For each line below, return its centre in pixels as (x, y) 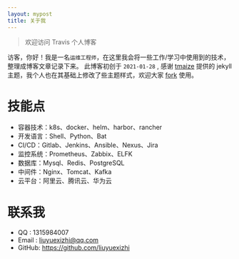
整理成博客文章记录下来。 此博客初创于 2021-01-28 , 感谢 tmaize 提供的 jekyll (119, 66)
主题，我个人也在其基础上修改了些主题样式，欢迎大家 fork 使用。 (103, 75)
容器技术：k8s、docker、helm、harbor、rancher (90, 127)
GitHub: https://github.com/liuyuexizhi (73, 248)
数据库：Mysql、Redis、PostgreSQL (71, 163)
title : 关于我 (27, 21)
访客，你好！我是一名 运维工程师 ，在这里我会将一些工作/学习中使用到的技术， (119, 57)
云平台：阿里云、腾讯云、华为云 (65, 181)
